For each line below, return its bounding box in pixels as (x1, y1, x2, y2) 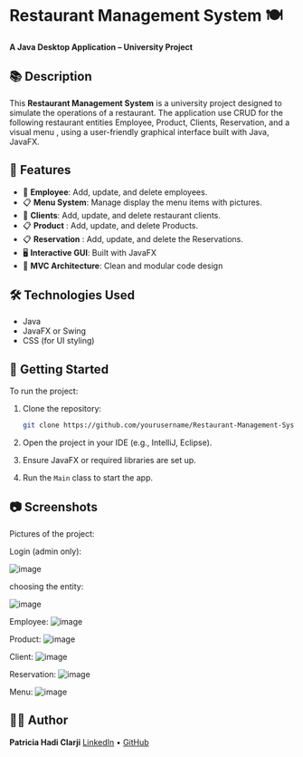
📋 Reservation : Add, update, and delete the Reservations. (22, 233, 244, 244)
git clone (22, 421, 61, 430)
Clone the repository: (22, 403, 102, 414)
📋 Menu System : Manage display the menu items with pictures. (22, 197, 262, 208)
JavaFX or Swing (22, 325, 87, 336)
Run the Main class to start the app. (22, 472, 154, 483)
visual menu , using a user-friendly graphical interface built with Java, (9, 126, 270, 137)
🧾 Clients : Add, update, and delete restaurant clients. (22, 209, 222, 220)
